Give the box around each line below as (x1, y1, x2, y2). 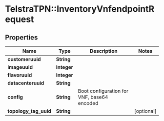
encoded (78, 100, 99, 106)
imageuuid (7, 64, 33, 70)
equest (5, 14, 34, 25)
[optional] (134, 108, 157, 114)
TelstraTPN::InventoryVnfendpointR (5, 3, 155, 15)
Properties (5, 33, 38, 41)
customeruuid (7, 56, 41, 62)
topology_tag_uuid (7, 108, 51, 114)
